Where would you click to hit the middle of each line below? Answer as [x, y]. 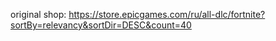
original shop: [38, 14]
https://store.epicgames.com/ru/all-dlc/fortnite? [167, 14]
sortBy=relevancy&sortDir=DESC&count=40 [101, 25]
